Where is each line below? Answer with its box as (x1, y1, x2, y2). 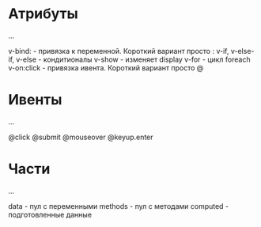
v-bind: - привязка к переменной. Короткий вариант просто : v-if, (8, 46, 229, 55)
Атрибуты (8, 5, 79, 23)
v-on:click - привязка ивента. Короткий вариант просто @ (8, 62, 204, 72)
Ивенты (8, 91, 62, 109)
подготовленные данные (8, 210, 93, 219)
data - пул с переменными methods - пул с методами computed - (8, 201, 229, 210)
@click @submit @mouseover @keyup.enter (8, 132, 153, 142)
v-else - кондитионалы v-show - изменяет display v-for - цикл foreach (15, 55, 251, 64)
